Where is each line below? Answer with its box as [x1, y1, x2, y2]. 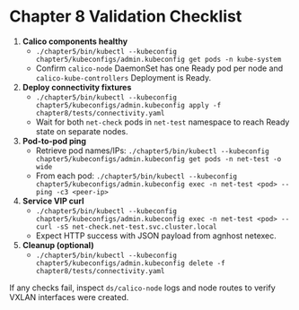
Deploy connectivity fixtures [22, 82, 132, 92]
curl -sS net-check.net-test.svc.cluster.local [35, 222, 217, 231]
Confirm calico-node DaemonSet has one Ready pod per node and [35, 63, 284, 73]
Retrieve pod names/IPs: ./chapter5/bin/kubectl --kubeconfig [35, 145, 269, 156]
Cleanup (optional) [22, 239, 94, 250]
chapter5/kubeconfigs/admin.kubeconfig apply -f [35, 100, 222, 109]
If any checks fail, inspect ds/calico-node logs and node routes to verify [9, 282, 276, 293]
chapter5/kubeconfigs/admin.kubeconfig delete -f [35, 258, 226, 268]
